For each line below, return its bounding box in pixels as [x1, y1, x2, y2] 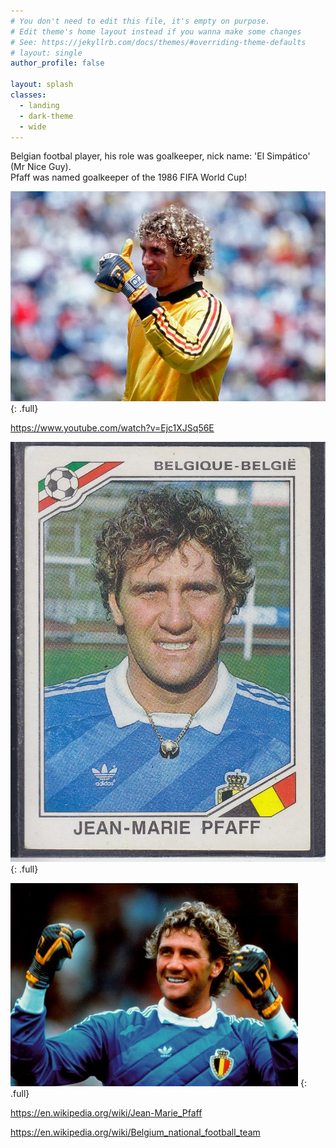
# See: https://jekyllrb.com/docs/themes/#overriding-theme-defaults [10, 37, 307, 47]
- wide [19, 121, 47, 132]
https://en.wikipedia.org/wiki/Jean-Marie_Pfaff [10, 1107, 203, 1119]
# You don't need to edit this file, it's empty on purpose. [10, 16, 271, 26]
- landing [19, 100, 60, 110]
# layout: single [10, 48, 83, 58]
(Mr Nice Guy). [10, 161, 72, 173]
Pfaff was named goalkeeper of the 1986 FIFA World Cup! [10, 171, 247, 184]
